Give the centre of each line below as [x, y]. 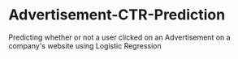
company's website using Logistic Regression [85, 45]
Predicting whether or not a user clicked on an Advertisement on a [119, 37]
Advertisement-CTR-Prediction [117, 15]
